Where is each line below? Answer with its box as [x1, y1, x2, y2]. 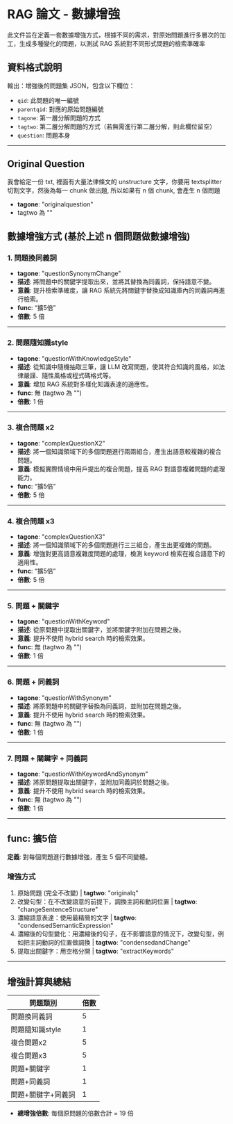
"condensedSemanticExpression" [17, 922, 114, 930]
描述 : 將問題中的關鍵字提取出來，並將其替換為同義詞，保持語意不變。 [17, 277, 216, 286]
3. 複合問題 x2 [7, 423, 55, 432]
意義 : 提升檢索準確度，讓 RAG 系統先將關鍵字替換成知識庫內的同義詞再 [17, 286, 220, 295]
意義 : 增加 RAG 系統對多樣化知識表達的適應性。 [17, 380, 153, 388]
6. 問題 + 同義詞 [7, 677, 60, 687]
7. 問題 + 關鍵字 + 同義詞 [7, 754, 88, 763]
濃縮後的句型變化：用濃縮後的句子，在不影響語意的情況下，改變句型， [17, 929, 218, 938]
